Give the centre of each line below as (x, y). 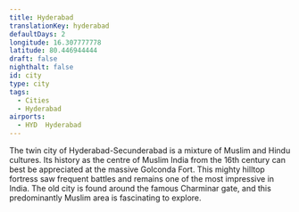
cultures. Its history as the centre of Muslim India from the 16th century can (147, 160)
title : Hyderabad (42, 17)
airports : (28, 117)
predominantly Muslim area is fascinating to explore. (106, 198)
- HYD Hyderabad (50, 126)
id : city (25, 76)
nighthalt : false (42, 68)
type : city (29, 84)
